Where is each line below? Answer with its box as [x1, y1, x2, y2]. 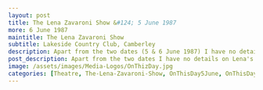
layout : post [8, 11, 51, 20]
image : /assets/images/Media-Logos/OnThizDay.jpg [8, 63, 174, 70]
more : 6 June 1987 [8, 26, 68, 34]
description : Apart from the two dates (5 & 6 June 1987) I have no [8, 48, 236, 56]
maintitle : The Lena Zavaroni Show [8, 33, 124, 41]
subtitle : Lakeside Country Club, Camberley [8, 41, 156, 49]
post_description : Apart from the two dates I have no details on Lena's [8, 56, 254, 63]
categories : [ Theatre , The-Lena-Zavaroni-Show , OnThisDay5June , [8, 70, 222, 77]
